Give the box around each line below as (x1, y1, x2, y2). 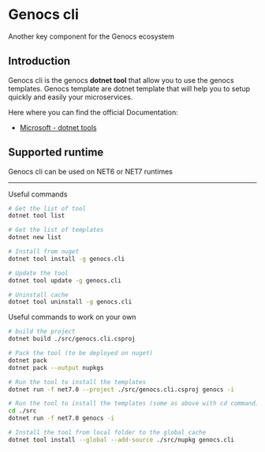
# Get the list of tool (8, 204, 87, 212)
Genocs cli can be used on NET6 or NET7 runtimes (8, 166, 174, 176)
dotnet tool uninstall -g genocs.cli (8, 298, 132, 306)
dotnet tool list (8, 211, 65, 220)
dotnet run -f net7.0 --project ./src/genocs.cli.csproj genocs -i (8, 385, 235, 394)
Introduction (8, 54, 71, 68)
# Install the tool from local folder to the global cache (8, 428, 207, 437)
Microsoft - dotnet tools (19, 122, 97, 132)
